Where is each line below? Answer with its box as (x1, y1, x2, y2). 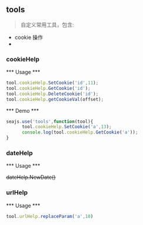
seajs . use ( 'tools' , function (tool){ (6, 118, 94, 125)
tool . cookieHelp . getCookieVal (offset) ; (6, 96, 104, 102)
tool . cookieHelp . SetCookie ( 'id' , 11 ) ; (6, 80, 99, 86)
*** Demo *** (6, 107, 39, 114)
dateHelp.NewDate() (6, 174, 56, 181)
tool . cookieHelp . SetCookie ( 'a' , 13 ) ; (21, 124, 112, 130)
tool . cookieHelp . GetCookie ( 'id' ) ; (6, 85, 91, 91)
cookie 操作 (14, 34, 43, 41)
